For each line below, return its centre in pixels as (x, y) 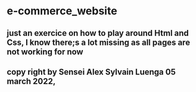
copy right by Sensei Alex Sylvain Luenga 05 (91, 72)
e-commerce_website (62, 11)
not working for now (45, 52)
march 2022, (31, 81)
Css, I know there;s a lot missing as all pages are (98, 42)
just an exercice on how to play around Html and (98, 33)
